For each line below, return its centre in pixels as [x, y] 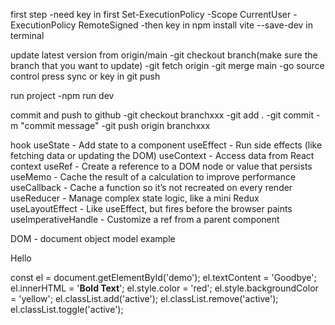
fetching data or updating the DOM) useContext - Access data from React [162, 155]
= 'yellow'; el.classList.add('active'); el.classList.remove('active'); [144, 298]
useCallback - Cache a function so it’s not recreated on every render [151, 187]
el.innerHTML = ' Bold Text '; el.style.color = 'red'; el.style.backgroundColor [164, 288]
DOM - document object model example [93, 238]
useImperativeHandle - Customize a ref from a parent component [145, 219]
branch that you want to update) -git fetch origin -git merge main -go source [167, 65]
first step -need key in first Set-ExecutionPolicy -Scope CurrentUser [151, 14]
